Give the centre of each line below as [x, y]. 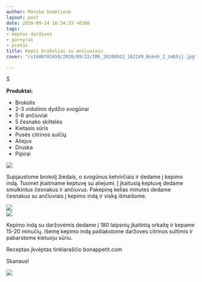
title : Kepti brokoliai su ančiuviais [55, 51]
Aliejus [23, 141]
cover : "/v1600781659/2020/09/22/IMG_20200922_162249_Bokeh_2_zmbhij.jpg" [102, 57]
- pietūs [17, 46]
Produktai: [20, 90]
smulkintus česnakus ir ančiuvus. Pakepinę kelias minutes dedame [89, 189]
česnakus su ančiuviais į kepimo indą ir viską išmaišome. [76, 196]
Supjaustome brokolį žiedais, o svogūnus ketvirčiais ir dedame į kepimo [95, 177]
